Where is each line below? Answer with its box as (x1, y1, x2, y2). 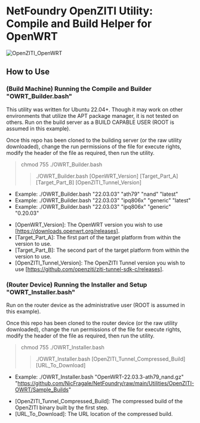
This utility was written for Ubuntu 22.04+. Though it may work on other (6, 106, 183, 113)
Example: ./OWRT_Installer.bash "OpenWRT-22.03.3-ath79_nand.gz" (14, 373, 184, 381)
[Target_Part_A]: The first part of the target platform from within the (14, 233, 181, 241)
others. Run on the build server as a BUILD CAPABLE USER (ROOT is (6, 118, 174, 126)
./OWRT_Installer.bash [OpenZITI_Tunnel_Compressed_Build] (35, 355, 186, 363)
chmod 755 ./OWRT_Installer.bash (20, 343, 104, 351)
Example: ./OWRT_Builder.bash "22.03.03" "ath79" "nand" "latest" (14, 190, 179, 197)
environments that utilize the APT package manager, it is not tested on (6, 112, 179, 119)
